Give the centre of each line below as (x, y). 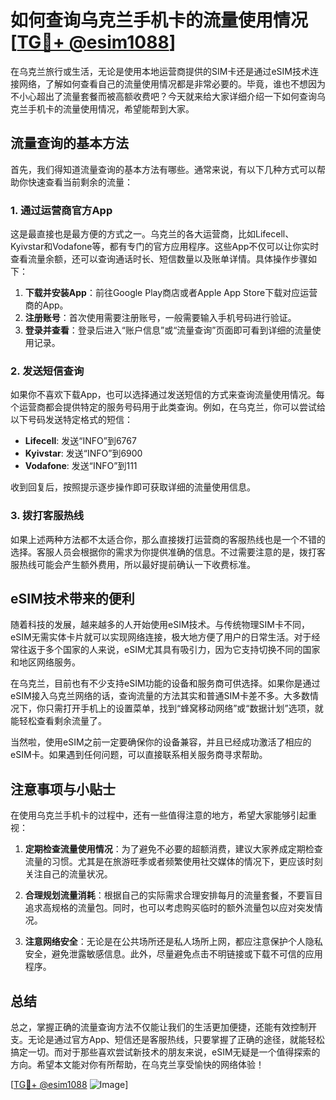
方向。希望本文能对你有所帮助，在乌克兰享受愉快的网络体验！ (137, 1065)
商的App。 (46, 305)
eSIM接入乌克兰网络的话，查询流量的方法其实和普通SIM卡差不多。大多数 (160, 696)
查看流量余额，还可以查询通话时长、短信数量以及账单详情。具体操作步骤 (159, 259)
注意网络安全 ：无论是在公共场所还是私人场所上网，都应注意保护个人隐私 (173, 942)
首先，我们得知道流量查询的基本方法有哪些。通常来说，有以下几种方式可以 (163, 169)
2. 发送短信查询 (47, 371)
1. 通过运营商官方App (61, 210)
